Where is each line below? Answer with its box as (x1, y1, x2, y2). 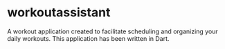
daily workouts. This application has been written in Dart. (7, 34, 170, 42)
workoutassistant (7, 5, 111, 20)
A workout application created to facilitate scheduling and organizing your (7, 27, 218, 35)
